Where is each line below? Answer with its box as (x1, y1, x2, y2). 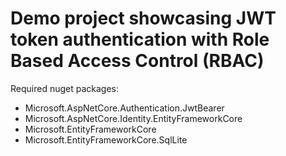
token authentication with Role (10, 28, 270, 51)
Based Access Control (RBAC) (10, 50, 265, 72)
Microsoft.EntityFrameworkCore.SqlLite (24, 133, 188, 146)
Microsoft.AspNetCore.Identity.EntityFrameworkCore (24, 112, 243, 124)
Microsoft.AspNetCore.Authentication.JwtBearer (24, 102, 225, 114)
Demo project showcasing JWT (10, 7, 277, 30)
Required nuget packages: (10, 82, 120, 94)
